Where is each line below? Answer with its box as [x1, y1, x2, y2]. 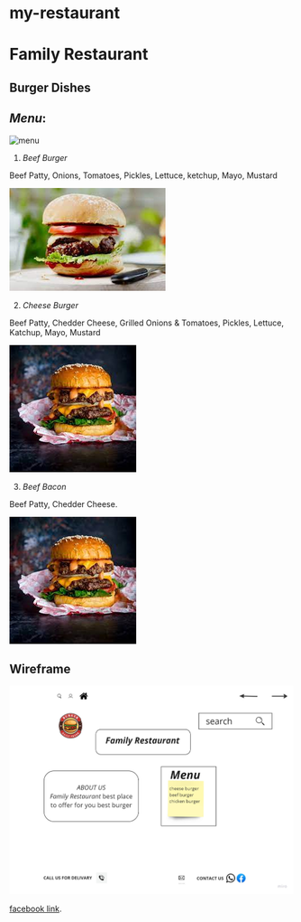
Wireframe [9, 661, 71, 676]
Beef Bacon [22, 481, 67, 492]
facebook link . [9, 903, 62, 914]
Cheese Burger [22, 299, 79, 310]
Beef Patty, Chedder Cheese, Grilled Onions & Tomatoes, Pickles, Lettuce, [9, 317, 285, 328]
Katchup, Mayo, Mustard [9, 326, 101, 337]
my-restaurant [9, 3, 121, 24]
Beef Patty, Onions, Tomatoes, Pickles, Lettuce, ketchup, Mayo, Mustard [9, 170, 278, 181]
